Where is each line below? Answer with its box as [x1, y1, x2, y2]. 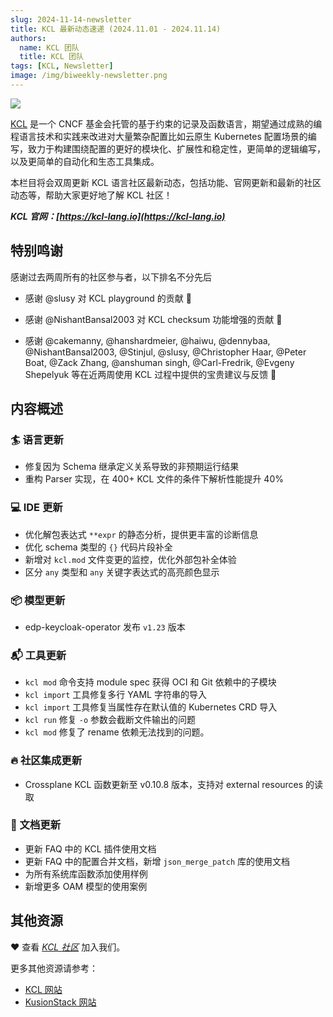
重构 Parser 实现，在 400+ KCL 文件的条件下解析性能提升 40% [24, 473, 284, 485]
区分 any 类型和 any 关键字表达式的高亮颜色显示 [24, 566, 220, 578]
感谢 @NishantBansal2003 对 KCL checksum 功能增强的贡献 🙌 [24, 313, 283, 325]
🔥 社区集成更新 [10, 754, 83, 768]
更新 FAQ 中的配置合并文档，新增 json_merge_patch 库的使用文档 [24, 855, 290, 867]
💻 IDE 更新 [10, 501, 63, 515]
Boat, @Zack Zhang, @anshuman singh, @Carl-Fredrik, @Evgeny [24, 356, 295, 368]
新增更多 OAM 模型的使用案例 [24, 880, 148, 892]
